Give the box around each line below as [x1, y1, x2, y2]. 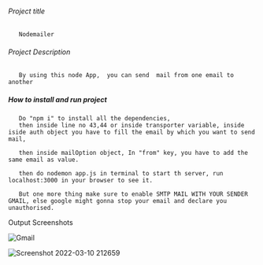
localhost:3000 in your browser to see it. [8, 177, 154, 185]
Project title [8, 6, 46, 16]
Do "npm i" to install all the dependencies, [18, 115, 171, 123]
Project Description [8, 47, 71, 57]
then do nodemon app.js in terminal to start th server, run [18, 170, 224, 178]
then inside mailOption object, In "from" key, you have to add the [18, 149, 248, 157]
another [8, 79, 34, 86]
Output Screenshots [8, 218, 73, 227]
